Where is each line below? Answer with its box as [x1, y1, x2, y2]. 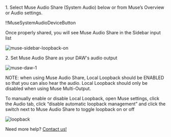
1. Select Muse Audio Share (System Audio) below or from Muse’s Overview [5, 5, 164, 10]
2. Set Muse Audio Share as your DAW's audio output [5, 55, 117, 61]
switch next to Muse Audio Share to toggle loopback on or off [5, 106, 135, 112]
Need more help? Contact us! [5, 126, 67, 132]
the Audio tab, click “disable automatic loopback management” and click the [5, 101, 166, 107]
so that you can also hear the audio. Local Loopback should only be [5, 80, 148, 86]
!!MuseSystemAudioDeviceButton [5, 20, 76, 26]
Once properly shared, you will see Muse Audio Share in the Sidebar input [5, 30, 161, 35]
